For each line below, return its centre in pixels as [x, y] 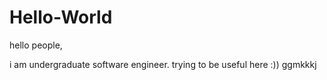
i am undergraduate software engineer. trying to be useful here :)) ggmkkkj [163, 64]
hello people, [36, 45]
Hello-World [61, 17]
